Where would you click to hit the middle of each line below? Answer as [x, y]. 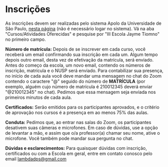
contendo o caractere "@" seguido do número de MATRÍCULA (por [75, 81]
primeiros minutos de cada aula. [39, 97]
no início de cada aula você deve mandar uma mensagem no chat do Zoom [83, 76]
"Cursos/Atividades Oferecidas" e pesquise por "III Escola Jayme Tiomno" [82, 34]
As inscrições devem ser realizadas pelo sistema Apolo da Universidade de [83, 23]
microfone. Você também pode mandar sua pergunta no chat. [69, 138]
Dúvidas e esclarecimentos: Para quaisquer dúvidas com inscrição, [76, 148]
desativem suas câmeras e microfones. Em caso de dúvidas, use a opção [81, 128]
